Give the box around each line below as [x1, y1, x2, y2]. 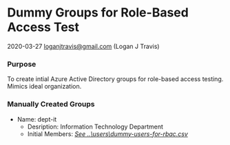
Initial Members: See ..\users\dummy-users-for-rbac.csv [27, 129, 188, 138]
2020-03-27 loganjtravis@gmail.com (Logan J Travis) [7, 42, 160, 50]
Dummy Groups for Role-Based [7, 5, 189, 21]
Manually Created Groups [7, 100, 95, 109]
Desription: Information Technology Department [27, 122, 164, 131]
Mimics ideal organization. [7, 82, 82, 91]
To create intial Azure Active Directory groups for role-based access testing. [7, 75, 224, 83]
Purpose [7, 59, 36, 69]
